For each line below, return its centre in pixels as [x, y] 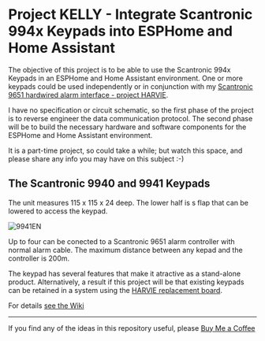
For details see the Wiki [46, 306]
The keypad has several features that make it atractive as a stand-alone [125, 273]
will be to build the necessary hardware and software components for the [127, 127]
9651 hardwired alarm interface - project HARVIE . [88, 95]
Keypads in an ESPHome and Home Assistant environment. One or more [125, 78]
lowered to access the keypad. [58, 211]
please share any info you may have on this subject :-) [96, 158]
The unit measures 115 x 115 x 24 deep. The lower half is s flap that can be [128, 202]
